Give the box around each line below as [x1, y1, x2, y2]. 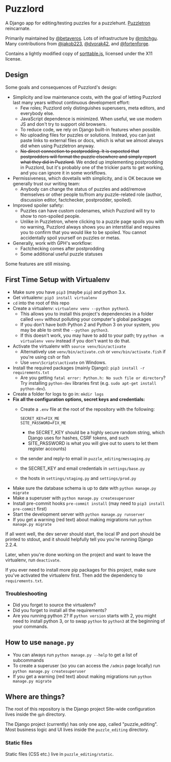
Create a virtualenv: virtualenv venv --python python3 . [12, 305, 130, 311]
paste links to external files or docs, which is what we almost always [20, 137, 164, 143]
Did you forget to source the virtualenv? [12, 602, 96, 608]
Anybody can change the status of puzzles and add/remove [20, 186, 146, 192]
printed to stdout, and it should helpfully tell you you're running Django [5, 536, 154, 542]
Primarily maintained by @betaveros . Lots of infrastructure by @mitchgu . [5, 35, 158, 41]
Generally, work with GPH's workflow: [12, 240, 93, 246]
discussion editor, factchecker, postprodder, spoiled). [20, 196, 132, 203]
